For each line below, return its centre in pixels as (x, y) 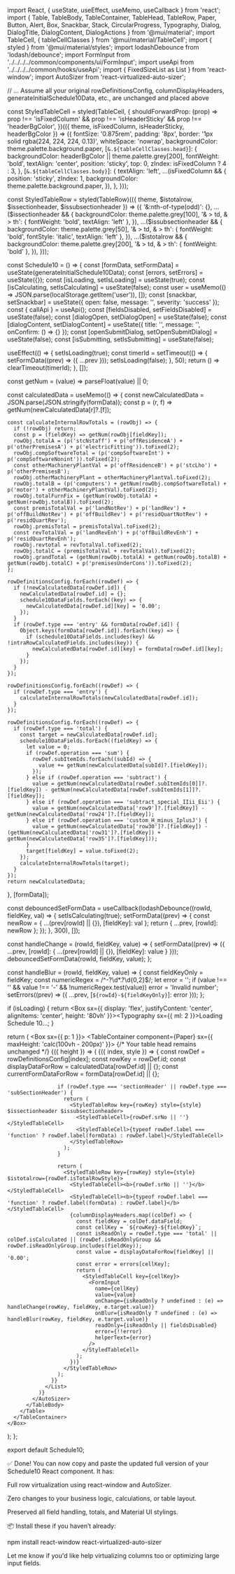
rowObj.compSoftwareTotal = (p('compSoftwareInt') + (92, 453)
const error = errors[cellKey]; (123, 1264)
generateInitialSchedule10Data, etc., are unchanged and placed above (108, 98)
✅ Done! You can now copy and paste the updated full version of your (108, 1463)
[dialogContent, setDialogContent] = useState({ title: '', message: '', (104, 324)
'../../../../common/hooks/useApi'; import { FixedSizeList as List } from (107, 70)
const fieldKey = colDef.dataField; (129, 1221)
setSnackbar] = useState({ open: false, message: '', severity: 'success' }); (113, 302)
